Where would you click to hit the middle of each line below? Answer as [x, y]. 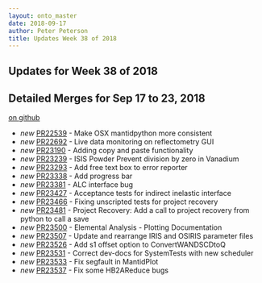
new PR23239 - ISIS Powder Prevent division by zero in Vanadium [129, 159]
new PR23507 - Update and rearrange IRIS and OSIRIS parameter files [137, 236]
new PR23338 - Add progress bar [76, 176]
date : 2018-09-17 [37, 23]
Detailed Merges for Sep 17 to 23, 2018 [107, 99]
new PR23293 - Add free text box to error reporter [104, 168]
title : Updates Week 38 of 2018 [62, 38]
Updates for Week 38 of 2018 [83, 71]
